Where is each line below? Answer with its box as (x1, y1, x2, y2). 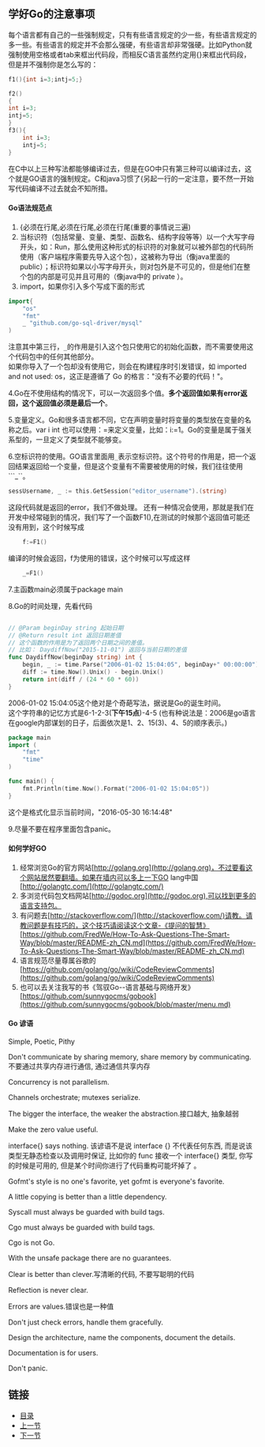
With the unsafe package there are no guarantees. (8, 1253, 172, 1263)
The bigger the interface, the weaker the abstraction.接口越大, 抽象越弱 (8, 1109, 239, 1119)
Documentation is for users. (8, 1348, 99, 1358)
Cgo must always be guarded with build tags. (8, 1222, 155, 1232)
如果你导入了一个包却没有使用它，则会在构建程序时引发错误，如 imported (8, 362, 247, 372)
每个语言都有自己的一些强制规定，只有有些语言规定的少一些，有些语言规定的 (8, 30, 257, 40)
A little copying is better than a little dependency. (8, 1192, 167, 1202)
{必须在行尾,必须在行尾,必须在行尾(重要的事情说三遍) (19, 222, 192, 232)
